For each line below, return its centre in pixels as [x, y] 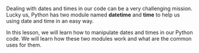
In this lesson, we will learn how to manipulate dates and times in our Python [99, 32]
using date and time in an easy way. [50, 21]
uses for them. [24, 45]
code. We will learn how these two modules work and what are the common [99, 39]
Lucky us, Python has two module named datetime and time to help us [93, 15]
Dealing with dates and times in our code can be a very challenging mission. [99, 9]
